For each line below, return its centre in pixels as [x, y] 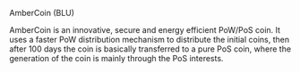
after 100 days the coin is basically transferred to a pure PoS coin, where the [150, 49]
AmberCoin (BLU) [42, 13]
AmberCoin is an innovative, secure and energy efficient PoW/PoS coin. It [145, 30]
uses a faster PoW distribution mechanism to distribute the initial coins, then [150, 40]
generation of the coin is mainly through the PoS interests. [116, 58]
